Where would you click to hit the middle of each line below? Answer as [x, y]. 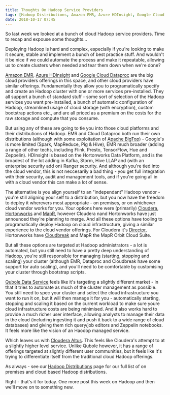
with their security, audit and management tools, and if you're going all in [81, 177]
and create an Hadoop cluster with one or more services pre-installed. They [84, 92]
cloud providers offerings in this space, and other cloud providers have [79, 81]
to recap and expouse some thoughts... [46, 39]
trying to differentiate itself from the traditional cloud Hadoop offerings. [79, 357]
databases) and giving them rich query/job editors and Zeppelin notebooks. [84, 325]
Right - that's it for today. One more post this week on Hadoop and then [80, 382]
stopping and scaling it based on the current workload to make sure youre [82, 303]
